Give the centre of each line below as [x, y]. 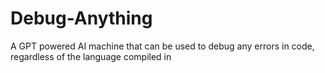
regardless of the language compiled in [91, 56]
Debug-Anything [81, 18]
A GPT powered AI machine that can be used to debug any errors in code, [162, 46]
